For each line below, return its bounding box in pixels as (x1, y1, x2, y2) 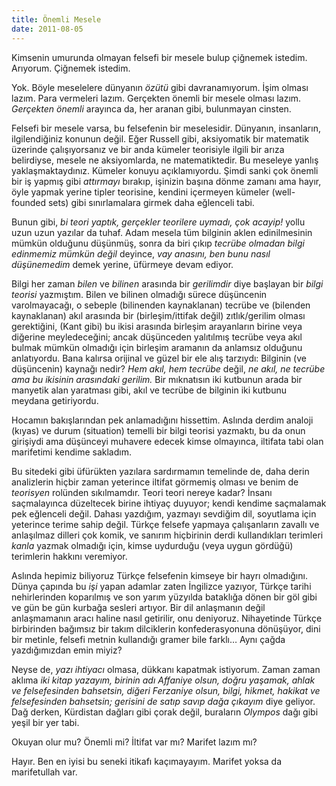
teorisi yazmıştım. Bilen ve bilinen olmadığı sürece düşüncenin (11, 288, 268, 300)
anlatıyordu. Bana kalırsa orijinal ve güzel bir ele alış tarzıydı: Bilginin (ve (11, 352, 307, 364)
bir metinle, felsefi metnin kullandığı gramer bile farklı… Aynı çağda (11, 633, 286, 645)
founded (11, 196, 47, 208)
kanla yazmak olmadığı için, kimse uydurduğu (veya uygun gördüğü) (11, 539, 294, 551)
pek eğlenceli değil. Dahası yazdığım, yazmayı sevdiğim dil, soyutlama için (11, 507, 317, 520)
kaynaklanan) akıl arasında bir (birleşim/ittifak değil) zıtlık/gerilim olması (11, 309, 306, 321)
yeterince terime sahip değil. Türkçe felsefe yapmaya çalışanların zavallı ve (11, 518, 320, 530)
